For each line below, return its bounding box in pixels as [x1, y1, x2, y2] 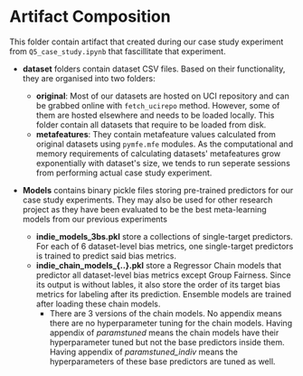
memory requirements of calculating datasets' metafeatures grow [35, 147, 281, 159]
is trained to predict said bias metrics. [35, 250, 176, 261]
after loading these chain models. [35, 298, 161, 309]
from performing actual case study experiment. [35, 167, 213, 178]
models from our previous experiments [22, 213, 167, 224]
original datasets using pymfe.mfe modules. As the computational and [35, 138, 294, 149]
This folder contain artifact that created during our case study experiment [9, 36, 284, 47]
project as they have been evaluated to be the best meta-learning [22, 203, 267, 214]
